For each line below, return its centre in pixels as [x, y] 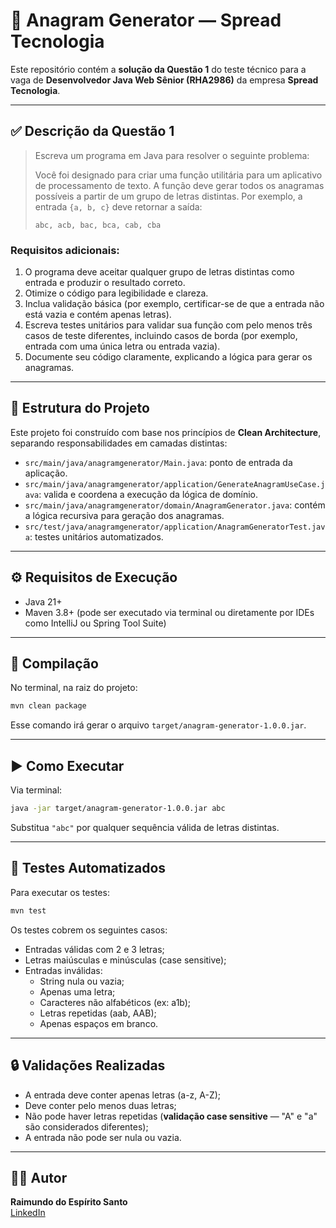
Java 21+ [43, 601]
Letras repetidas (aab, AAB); [98, 1013]
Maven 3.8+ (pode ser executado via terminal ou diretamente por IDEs [169, 612]
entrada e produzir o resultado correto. [105, 283]
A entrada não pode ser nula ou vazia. [103, 1137]
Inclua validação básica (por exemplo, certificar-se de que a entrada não [174, 304]
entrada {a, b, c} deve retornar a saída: [118, 206]
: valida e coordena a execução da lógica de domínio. [148, 494]
